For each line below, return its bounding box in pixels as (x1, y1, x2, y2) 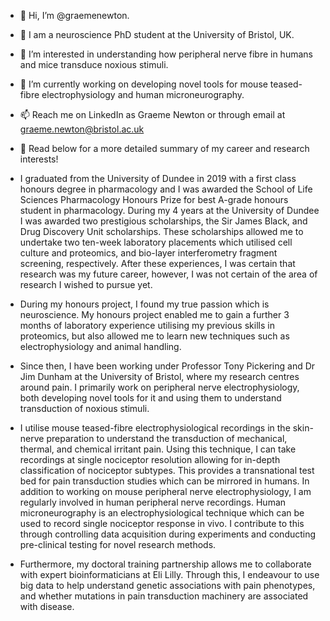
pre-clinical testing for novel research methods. (19, 539, 217, 550)
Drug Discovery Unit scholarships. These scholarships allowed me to (19, 226, 304, 237)
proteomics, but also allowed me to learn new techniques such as (19, 330, 290, 342)
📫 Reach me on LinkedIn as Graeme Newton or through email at (19, 109, 286, 120)
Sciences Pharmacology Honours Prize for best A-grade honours (19, 194, 289, 205)
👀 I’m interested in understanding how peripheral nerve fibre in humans (19, 48, 313, 60)
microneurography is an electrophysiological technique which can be (19, 507, 305, 519)
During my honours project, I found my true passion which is (19, 298, 270, 310)
